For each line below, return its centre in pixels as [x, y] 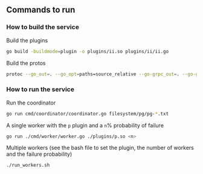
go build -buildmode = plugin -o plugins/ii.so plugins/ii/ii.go [88, 51]
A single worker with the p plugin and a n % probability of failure [85, 125]
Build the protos [26, 63]
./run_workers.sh [28, 166]
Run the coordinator [31, 103]
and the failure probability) [39, 154]
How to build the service [43, 27]
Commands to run [41, 10]
